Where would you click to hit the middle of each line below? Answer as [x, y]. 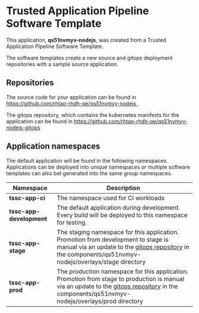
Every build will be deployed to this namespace [122, 215]
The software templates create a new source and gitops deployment [89, 58]
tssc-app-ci [27, 198]
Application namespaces [53, 146]
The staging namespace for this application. [118, 232]
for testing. [72, 222]
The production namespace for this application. [122, 271]
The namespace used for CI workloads [110, 198]
